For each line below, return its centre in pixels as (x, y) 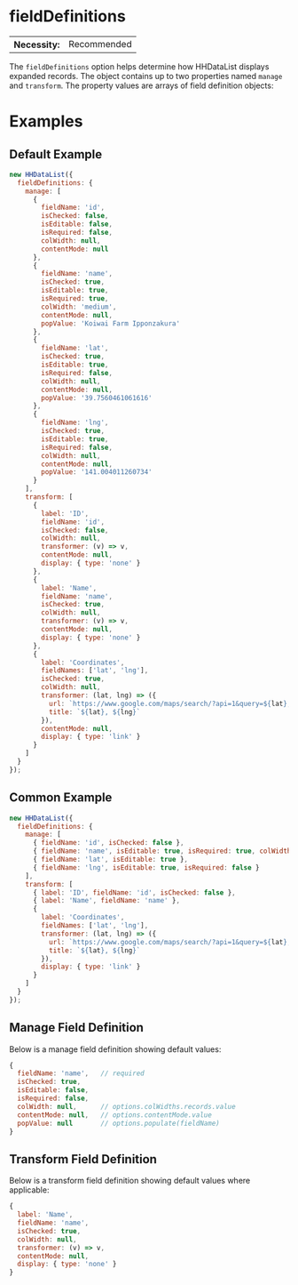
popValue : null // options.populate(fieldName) (118, 1123)
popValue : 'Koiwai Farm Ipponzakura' (110, 323)
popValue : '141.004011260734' (97, 472)
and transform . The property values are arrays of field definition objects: (141, 85)
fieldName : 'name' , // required (81, 1073)
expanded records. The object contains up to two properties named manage (146, 76)
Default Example (56, 154)
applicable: (29, 1190)
